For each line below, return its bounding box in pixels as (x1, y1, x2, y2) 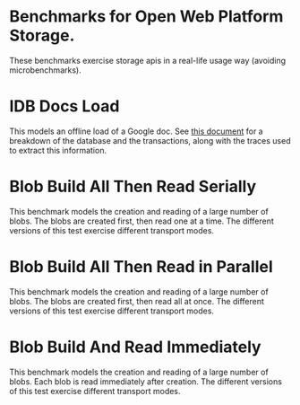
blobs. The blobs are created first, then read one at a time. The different (9, 216, 275, 226)
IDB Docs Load (9, 96, 120, 117)
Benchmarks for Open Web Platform (9, 6, 284, 27)
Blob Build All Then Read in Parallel (9, 257, 273, 277)
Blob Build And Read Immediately (9, 337, 261, 357)
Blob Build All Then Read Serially (9, 177, 257, 197)
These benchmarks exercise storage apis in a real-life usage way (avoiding (9, 55, 287, 66)
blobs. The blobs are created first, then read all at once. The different (9, 295, 264, 306)
